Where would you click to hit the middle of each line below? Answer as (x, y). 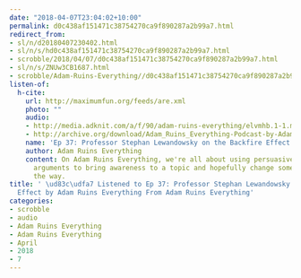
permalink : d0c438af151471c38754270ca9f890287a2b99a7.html (122, 26)
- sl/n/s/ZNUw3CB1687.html (60, 68)
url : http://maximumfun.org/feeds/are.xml (106, 101)
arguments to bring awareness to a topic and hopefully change (154, 168)
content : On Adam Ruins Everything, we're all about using (138, 159)
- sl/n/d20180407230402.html (64, 43)
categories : (31, 201)
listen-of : (30, 84)
